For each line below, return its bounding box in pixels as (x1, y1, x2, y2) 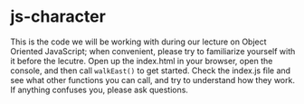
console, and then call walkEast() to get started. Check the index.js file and (10, 65, 291, 76)
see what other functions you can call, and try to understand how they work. (10, 74, 295, 85)
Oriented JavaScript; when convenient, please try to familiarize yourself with (10, 45, 296, 56)
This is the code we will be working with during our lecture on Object (10, 36, 267, 47)
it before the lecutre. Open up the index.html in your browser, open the (10, 55, 273, 66)
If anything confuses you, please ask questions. (10, 84, 189, 95)
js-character (10, 6, 107, 27)
